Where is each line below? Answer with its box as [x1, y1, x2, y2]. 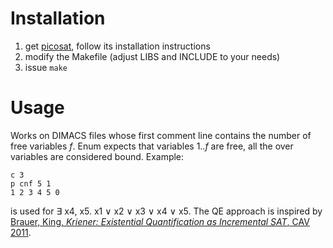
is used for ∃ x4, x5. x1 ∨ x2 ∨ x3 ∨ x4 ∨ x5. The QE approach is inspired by [10, 205, 323, 217]
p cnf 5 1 [10, 178, 52, 189]
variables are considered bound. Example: [10, 150, 185, 162]
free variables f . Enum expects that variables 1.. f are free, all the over [10, 140, 294, 152]
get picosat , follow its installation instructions [24, 40, 211, 52]
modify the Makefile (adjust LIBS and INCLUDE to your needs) [24, 50, 281, 62]
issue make [24, 61, 68, 73]
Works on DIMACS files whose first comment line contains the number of [10, 129, 312, 141]
